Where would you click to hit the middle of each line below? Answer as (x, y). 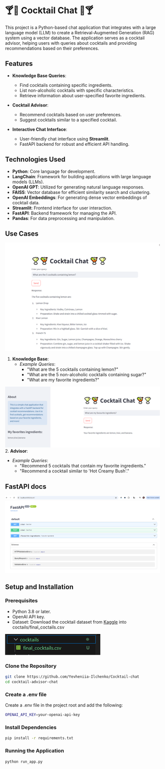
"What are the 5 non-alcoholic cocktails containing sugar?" (86, 375)
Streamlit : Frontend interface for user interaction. (62, 208)
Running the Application (35, 751)
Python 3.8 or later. (31, 611)
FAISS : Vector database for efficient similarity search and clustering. (81, 192)
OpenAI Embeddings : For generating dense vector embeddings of (80, 197)
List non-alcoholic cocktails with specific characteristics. (77, 90)
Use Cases (22, 233)
